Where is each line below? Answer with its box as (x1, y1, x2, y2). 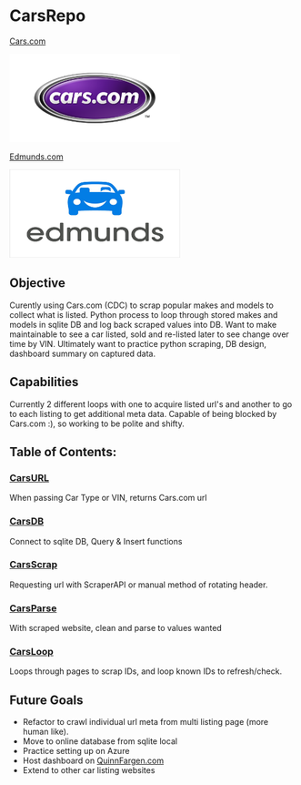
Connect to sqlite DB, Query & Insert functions (9, 535, 183, 546)
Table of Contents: (9, 443, 117, 460)
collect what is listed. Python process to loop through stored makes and (9, 309, 278, 320)
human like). (22, 726, 69, 738)
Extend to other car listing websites (22, 765, 156, 776)
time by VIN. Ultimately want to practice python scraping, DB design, (9, 338, 266, 349)
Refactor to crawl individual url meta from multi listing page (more (22, 717, 269, 728)
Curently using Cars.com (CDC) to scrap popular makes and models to (9, 300, 275, 311)
